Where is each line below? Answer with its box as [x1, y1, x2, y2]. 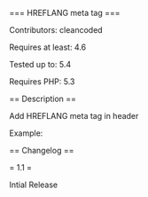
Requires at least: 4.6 [9, 42, 87, 52]
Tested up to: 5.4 [9, 59, 72, 69]
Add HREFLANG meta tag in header [9, 111, 139, 121]
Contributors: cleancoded [9, 25, 104, 35]
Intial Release [9, 179, 58, 190]
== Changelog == [9, 146, 74, 155]
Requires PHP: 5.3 [9, 76, 75, 87]
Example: [9, 128, 43, 138]
